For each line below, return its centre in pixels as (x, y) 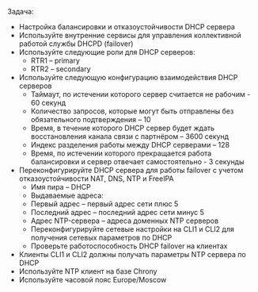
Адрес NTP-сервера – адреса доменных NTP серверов (125, 221)
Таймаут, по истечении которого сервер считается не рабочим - (140, 94)
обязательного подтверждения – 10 (91, 119)
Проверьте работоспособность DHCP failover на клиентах (129, 246)
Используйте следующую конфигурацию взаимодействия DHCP (128, 77)
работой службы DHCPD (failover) (76, 44)
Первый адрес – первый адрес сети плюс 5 (104, 204)
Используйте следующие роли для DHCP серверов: (107, 52)
